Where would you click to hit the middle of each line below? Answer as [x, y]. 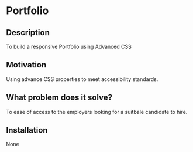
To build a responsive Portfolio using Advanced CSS [69, 46]
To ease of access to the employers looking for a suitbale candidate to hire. [97, 112]
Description [28, 33]
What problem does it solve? [59, 98]
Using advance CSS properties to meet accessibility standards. [82, 79]
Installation [27, 130]
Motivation [26, 65]
